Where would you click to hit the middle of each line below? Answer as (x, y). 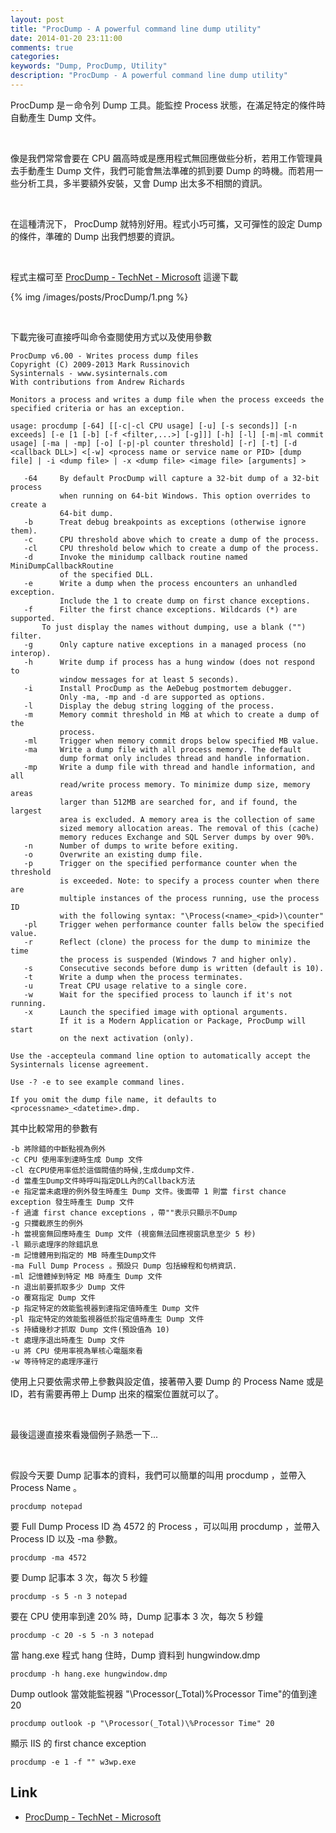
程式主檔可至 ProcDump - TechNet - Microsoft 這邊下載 (124, 277)
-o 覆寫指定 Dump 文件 (53, 1297)
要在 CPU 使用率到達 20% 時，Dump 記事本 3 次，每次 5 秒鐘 (137, 1616)
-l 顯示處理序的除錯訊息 (54, 1244)
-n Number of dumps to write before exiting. (131, 846)
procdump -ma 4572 (48, 1557)
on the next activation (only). (127, 1038)
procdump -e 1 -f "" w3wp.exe (73, 1762)
